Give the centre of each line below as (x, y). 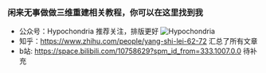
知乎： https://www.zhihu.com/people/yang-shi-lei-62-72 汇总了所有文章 (138, 41)
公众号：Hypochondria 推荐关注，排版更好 (89, 31)
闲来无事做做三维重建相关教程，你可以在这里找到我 (106, 12)
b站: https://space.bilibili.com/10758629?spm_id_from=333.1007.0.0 (130, 51)
